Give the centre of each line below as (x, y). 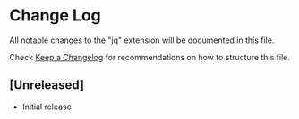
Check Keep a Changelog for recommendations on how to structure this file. (150, 57)
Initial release (47, 107)
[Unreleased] (47, 85)
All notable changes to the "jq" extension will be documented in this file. (142, 40)
